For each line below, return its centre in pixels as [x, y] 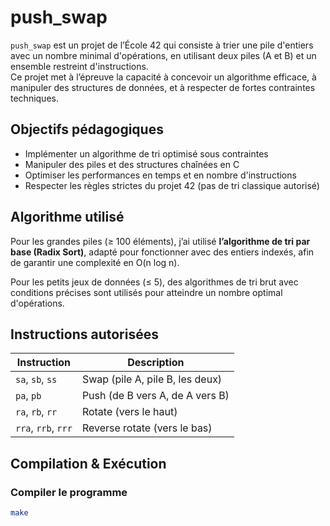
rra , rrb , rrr [44, 428]
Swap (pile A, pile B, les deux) [152, 379]
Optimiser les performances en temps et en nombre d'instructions [160, 175]
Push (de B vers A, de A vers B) [155, 396]
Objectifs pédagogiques [87, 129]
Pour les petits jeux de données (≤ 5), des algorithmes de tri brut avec [154, 282]
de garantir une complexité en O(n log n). [95, 262]
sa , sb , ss [36, 379]
